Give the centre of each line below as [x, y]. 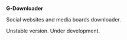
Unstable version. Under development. [53, 31]
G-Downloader [25, 8]
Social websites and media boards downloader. [63, 19]
